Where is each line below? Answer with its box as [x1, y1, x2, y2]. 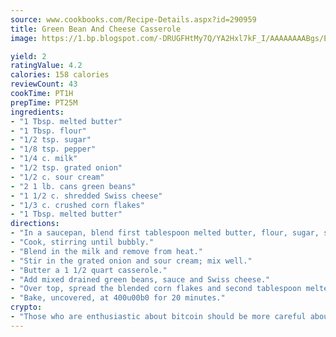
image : [10, 33, 38, 43]
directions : [10, 219, 60, 229]
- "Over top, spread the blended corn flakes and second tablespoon [10, 284, 302, 294]
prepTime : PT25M [10, 97, 78, 108]
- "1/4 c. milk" [10, 154, 78, 164]
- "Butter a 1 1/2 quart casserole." [10, 265, 168, 275]
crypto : [10, 302, 43, 313]
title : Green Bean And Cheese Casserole [10, 24, 182, 34]
